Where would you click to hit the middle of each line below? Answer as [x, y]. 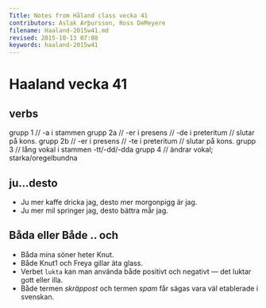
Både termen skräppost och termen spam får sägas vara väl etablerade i [139, 288]
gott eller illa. [42, 279]
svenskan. [37, 296]
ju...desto [33, 183]
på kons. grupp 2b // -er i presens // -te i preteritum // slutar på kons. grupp [133, 141]
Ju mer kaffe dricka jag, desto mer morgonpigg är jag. [109, 202]
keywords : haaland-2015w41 [54, 45]
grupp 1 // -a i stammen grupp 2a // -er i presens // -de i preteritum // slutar [132, 133]
